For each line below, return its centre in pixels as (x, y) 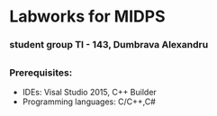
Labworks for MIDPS (87, 17)
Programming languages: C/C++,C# (89, 102)
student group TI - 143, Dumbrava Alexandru (109, 45)
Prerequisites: (41, 72)
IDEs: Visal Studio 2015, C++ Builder (90, 92)
